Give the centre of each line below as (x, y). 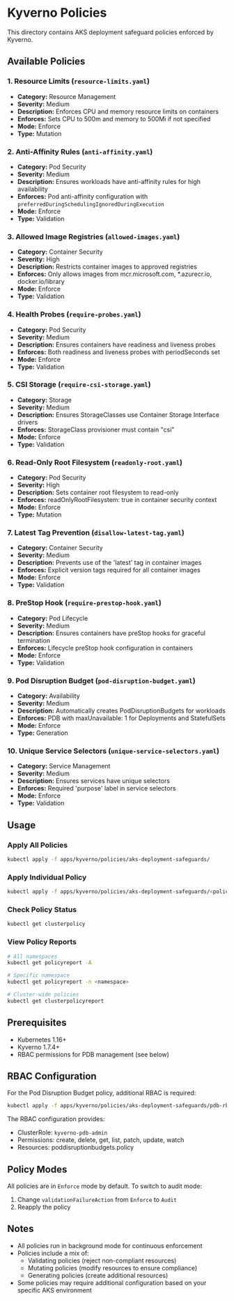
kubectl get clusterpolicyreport (56, 1001)
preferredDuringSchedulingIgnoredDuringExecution (91, 204)
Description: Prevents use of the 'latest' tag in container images (109, 563)
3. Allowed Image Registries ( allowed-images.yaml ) (94, 236)
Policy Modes (37, 1169)
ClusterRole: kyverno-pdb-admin (62, 1133)
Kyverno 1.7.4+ (39, 1047)
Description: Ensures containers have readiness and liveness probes (116, 344)
